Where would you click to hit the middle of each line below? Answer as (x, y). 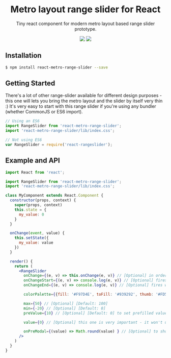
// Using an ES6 (22, 121)
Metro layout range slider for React (85, 9)
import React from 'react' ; (35, 172)
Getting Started (30, 83)
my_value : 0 (31, 214)
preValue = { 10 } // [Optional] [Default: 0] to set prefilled (89, 313)
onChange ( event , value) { (37, 233)
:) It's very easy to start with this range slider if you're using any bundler (81, 106)
